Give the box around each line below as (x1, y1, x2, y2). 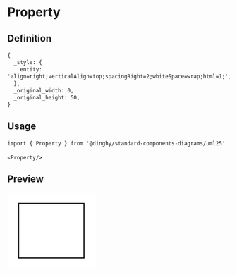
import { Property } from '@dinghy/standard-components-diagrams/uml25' (7, 140, 226, 147)
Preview (7, 173, 44, 185)
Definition (7, 32, 51, 44)
